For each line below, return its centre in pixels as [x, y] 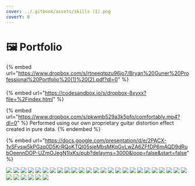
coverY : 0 [18, 17]
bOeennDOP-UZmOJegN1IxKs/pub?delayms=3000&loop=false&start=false [97, 153]
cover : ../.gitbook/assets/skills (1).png [58, 11]
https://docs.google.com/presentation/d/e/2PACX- [106, 140]
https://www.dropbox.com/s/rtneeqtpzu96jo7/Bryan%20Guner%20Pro [103, 73]
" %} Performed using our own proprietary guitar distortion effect [95, 123]
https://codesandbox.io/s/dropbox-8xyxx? [96, 93]
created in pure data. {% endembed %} [53, 129]
